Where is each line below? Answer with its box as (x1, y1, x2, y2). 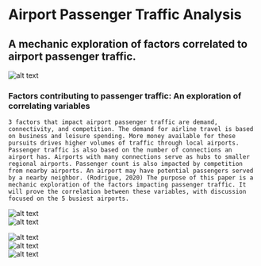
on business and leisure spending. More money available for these (8, 133, 236, 141)
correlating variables (8, 100, 90, 111)
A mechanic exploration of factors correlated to (8, 37, 248, 51)
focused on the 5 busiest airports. (8, 195, 129, 203)
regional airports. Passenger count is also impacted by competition (8, 160, 244, 168)
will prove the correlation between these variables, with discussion (8, 188, 247, 196)
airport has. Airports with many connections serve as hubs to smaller (8, 153, 250, 161)
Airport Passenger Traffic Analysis (8, 6, 242, 24)
